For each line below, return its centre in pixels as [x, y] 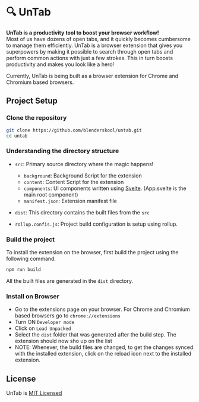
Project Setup [32, 101]
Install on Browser [33, 296]
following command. [31, 258]
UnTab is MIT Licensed [34, 393]
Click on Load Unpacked [43, 328]
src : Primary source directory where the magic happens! [84, 164]
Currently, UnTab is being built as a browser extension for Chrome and [92, 76]
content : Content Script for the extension [74, 182]
